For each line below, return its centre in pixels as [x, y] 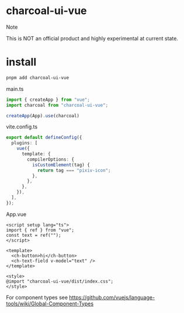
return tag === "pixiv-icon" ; [74, 170]
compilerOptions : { [51, 159]
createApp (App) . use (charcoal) [43, 115]
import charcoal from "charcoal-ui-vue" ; [57, 105]
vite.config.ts [22, 127]
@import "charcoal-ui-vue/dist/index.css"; [60, 281]
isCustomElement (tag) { [61, 165]
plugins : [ [25, 143]
